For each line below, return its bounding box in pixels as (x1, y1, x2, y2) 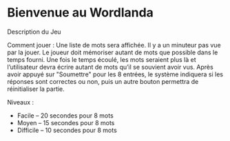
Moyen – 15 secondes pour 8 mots (17, 118, 115, 127)
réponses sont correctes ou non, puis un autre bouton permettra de (7, 77, 199, 85)
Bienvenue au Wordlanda (7, 5, 154, 21)
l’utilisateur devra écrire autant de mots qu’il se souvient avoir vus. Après (7, 63, 213, 71)
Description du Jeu (7, 28, 61, 36)
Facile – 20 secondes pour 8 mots (17, 111, 114, 120)
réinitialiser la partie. (7, 85, 65, 93)
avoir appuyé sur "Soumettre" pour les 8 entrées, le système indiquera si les (7, 70, 224, 78)
